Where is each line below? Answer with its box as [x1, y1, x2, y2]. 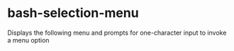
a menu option [7, 35, 50, 44]
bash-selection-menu [7, 5, 140, 21]
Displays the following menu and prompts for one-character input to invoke [7, 28, 227, 37]
